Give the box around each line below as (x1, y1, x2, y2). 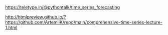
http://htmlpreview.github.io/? (5, 14, 66, 19)
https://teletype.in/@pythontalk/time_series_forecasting (5, 4, 120, 10)
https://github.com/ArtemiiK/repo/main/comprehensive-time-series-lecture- (5, 19, 163, 25)
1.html (5, 24, 18, 30)
